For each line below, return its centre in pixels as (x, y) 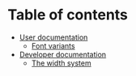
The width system (61, 63)
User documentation (53, 37)
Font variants (53, 45)
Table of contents (68, 15)
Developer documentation (63, 54)
